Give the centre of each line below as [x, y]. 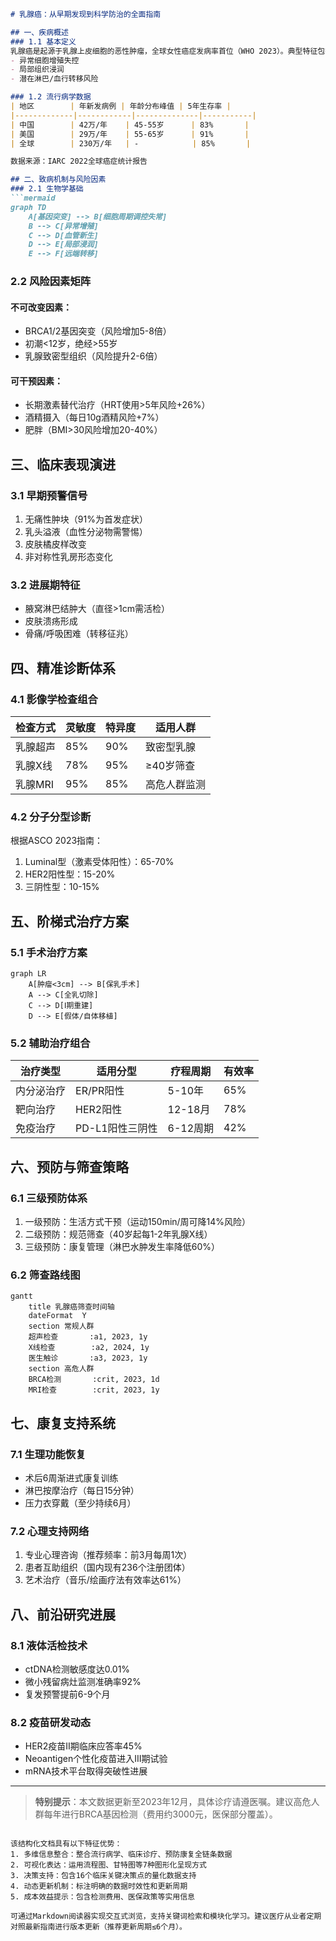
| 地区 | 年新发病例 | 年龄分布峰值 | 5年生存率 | [121, 106]
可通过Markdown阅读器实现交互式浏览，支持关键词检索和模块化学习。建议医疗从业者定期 [166, 1916]
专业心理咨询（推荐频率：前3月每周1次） [108, 1555]
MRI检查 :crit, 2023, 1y [94, 1390]
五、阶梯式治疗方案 [69, 921]
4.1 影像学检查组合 [54, 699]
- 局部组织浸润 [37, 70]
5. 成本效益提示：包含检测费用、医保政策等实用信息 [102, 1897]
